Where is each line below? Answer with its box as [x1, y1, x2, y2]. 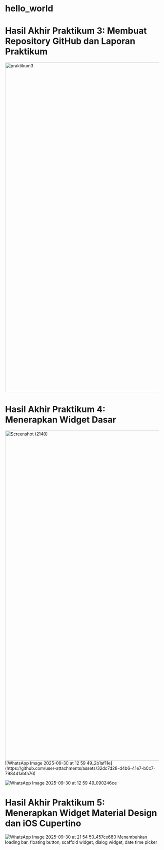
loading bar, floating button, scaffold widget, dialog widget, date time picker [5, 839, 158, 845]
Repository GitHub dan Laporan [5, 36, 136, 47]
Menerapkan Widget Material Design [5, 807, 157, 819]
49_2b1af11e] [86, 760, 112, 766]
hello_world [5, 3, 54, 14]
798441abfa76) [5, 770, 36, 777]
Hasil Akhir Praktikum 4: [5, 404, 106, 415]
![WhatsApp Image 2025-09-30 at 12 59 [5, 760, 86, 766]
